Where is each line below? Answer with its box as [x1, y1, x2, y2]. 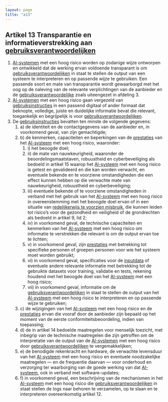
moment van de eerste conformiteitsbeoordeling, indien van [20, 316, 144, 323]
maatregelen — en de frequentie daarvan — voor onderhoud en [20, 359, 152, 365]
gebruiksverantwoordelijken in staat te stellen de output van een [12, 70, 145, 76]
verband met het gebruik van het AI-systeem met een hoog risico [27, 193, 163, 199]
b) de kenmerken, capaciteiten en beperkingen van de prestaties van [20, 134, 163, 141]
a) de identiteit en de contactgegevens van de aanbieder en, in [20, 124, 149, 130]
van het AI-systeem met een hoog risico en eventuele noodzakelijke [20, 354, 160, 360]
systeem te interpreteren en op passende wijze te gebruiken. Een [12, 76, 147, 82]
